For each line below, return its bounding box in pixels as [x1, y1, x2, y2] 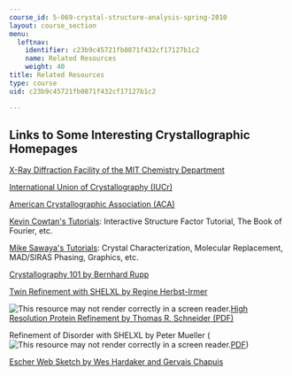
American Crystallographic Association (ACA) [9, 199, 175, 210]
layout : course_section [9, 21, 97, 30]
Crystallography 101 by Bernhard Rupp [9, 269, 150, 280]
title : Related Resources [9, 71, 104, 80]
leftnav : [17, 37, 50, 47]
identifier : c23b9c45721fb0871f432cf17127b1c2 [25, 46, 200, 55]
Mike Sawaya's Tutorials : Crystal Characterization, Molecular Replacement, [9, 242, 283, 253]
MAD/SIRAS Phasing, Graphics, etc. [9, 252, 139, 263]
